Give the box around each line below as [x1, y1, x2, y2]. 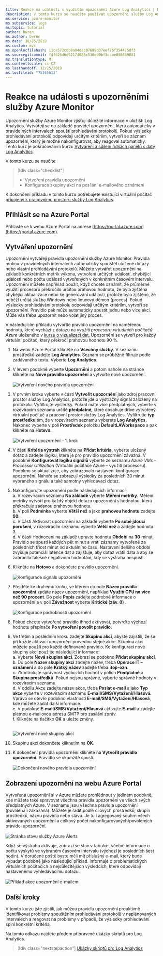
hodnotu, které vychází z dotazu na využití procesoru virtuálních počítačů [5, 327, 153, 333]
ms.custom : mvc [5, 43, 36, 48]
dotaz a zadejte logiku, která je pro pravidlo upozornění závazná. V [12, 452, 146, 458]
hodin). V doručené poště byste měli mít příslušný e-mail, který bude [5, 853, 142, 859]
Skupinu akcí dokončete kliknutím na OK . [12, 740, 95, 746]
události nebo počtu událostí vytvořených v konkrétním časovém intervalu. [5, 276, 154, 282]
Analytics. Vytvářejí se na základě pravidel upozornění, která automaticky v [5, 122, 155, 129]
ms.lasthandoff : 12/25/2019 [5, 66, 62, 71]
